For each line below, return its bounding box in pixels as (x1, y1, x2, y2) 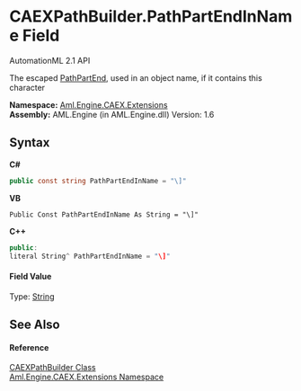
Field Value (9, 271, 52, 281)
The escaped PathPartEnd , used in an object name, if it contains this (9, 72, 262, 83)
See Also (9, 316, 60, 332)
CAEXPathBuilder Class (9, 362, 96, 373)
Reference (9, 342, 49, 352)
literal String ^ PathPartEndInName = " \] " (9, 252, 171, 261)
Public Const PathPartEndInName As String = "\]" (9, 209, 199, 219)
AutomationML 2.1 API (9, 55, 91, 66)
